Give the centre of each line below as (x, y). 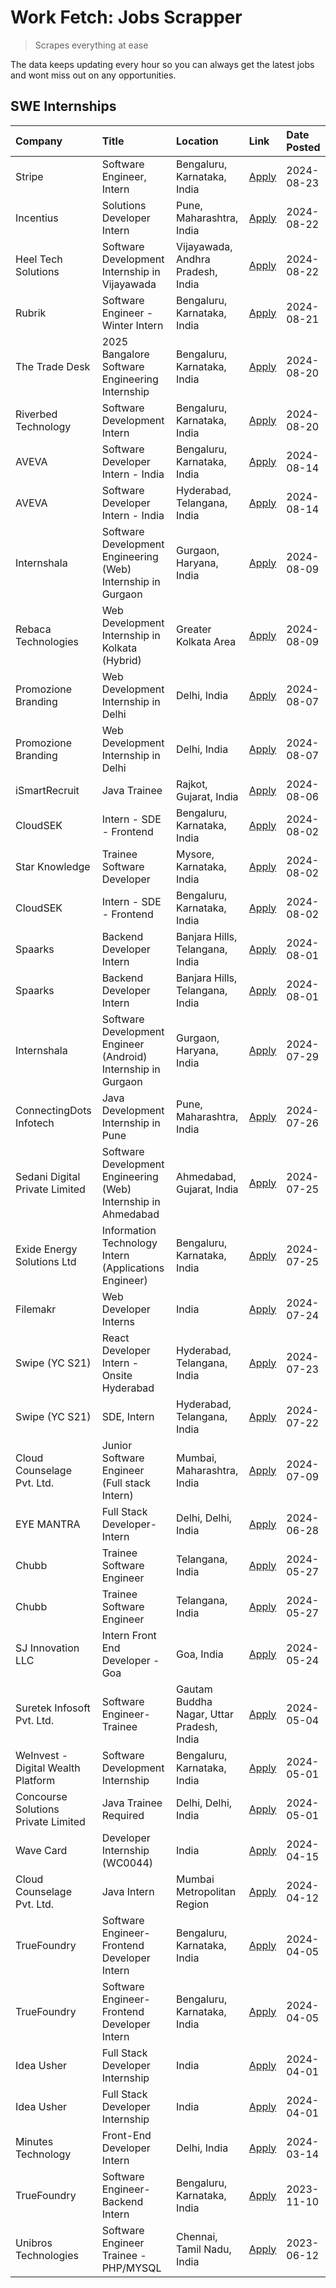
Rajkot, (192, 784)
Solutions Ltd (46, 1261)
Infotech (35, 1123)
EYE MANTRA (48, 1524)
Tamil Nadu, (204, 2249)
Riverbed (36, 414)
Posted (303, 147)
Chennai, (197, 2236)
